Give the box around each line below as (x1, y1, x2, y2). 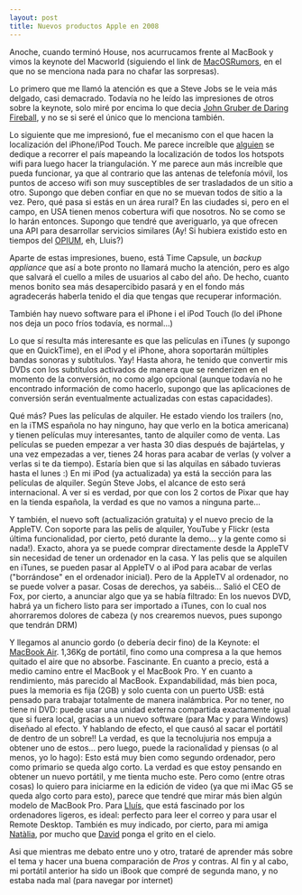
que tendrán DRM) (9, 619, 78, 630)
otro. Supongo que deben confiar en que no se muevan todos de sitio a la (9, 187, 283, 198)
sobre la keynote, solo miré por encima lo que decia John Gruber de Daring (9, 102, 289, 113)
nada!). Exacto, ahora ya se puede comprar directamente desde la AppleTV (9, 542, 289, 553)
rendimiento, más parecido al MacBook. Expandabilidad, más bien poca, (9, 675, 278, 686)
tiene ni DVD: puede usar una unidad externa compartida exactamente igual (9, 704, 291, 715)
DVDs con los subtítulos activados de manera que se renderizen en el (9, 364, 268, 374)
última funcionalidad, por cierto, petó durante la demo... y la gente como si (9, 533, 287, 544)
